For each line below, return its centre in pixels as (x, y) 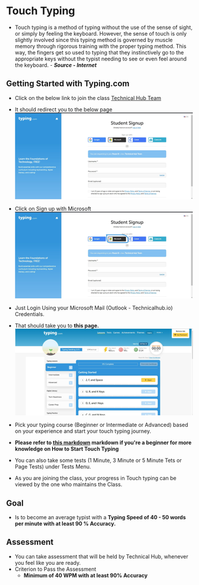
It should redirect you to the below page (63, 109)
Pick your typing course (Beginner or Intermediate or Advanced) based (101, 425)
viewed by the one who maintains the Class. (68, 484)
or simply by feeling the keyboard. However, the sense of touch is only (101, 33)
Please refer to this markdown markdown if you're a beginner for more (103, 443)
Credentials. (29, 314)
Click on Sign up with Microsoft (53, 208)
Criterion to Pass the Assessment (55, 569)
